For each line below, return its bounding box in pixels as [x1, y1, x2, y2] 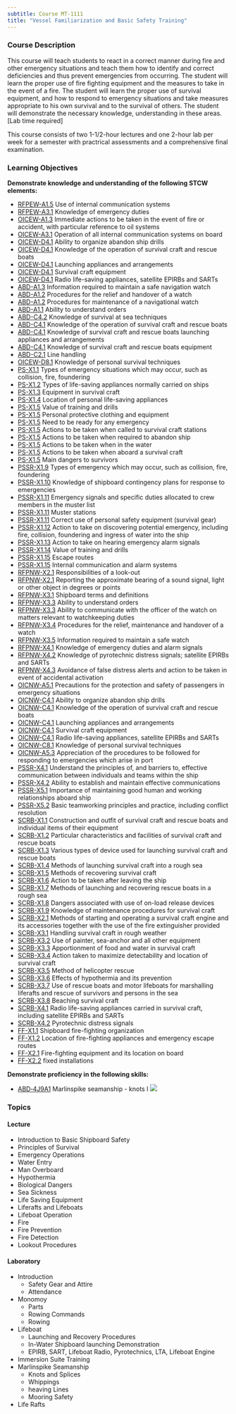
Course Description [7, 40, 76, 50]
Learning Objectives [7, 163, 79, 173]
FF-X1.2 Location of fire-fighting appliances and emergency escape [17, 1034, 215, 1043]
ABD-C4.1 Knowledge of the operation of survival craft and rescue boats [17, 320, 228, 329]
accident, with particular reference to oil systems [17, 223, 160, 231]
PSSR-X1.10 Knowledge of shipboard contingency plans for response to [17, 478, 225, 486]
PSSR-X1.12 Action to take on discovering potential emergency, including [17, 523, 229, 532]
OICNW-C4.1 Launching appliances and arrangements [17, 718, 175, 727]
